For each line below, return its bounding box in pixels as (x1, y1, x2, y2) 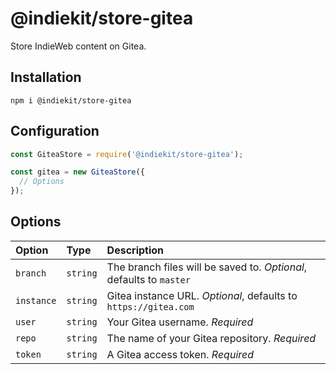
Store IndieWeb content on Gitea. (10, 40, 147, 52)
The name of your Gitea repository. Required (106, 331, 317, 345)
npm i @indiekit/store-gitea (10, 95, 132, 106)
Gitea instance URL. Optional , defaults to (106, 288, 298, 302)
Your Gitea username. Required (106, 315, 254, 329)
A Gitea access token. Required (106, 347, 255, 361)
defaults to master (106, 272, 191, 286)
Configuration (10, 123, 100, 140)
